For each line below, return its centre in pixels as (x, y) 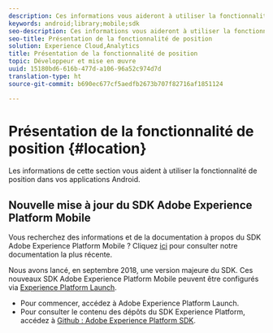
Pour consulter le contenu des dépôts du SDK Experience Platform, (132, 312)
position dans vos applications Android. (74, 179)
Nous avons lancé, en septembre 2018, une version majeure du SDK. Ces (131, 270)
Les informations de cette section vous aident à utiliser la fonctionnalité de (133, 171)
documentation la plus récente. (61, 255)
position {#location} (78, 148)
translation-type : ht (45, 76)
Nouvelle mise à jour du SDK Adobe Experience (130, 205)
